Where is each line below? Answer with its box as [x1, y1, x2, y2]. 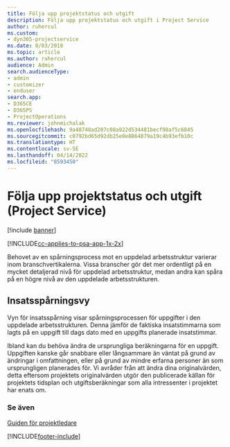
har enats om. [7, 385, 47, 394]
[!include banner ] [7, 226, 57, 234]
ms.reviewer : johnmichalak [7, 119, 85, 127]
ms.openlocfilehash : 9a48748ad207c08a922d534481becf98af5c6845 [7, 126, 194, 133]
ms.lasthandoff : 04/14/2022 [7, 152, 89, 159]
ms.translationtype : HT [7, 139, 76, 146]
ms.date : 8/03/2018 [7, 42, 64, 49]
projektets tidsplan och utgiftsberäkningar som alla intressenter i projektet [7, 378, 218, 387]
